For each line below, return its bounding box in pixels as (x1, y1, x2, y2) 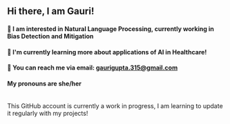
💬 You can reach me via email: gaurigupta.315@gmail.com (7, 63, 178, 72)
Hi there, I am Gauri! (7, 6, 95, 17)
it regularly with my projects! (7, 110, 88, 118)
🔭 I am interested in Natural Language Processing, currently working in (7, 24, 214, 33)
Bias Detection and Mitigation (7, 32, 94, 40)
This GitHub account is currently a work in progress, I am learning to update (7, 102, 223, 110)
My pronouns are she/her (7, 79, 82, 87)
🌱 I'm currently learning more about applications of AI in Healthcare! (7, 48, 207, 56)
